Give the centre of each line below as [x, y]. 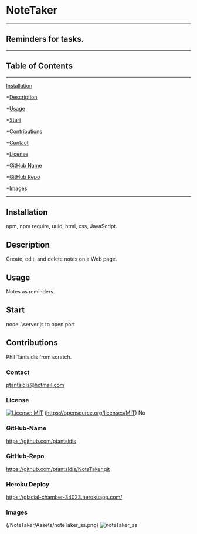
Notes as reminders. [30, 291]
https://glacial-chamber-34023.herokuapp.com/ [64, 497]
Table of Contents [40, 66]
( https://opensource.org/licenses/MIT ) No [95, 413]
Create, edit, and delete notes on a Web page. [62, 259]
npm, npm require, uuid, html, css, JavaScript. [62, 226]
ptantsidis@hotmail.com [35, 385]
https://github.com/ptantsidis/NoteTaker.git [58, 469]
